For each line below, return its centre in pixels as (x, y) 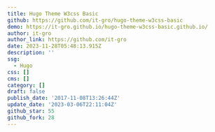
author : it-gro (29, 33)
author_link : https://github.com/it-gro (67, 40)
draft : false (26, 91)
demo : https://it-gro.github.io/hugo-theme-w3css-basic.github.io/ (108, 27)
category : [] (26, 85)
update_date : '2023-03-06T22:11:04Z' (62, 105)
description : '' (31, 53)
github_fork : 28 (31, 117)
